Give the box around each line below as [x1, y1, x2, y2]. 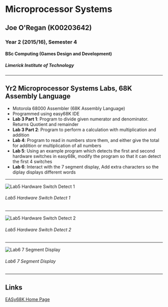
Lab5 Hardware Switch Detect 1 [5, 195, 71, 201]
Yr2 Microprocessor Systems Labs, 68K [5, 84, 132, 93]
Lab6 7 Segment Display [5, 258, 56, 264]
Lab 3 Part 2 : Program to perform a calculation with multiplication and [12, 126, 156, 132]
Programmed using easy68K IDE [12, 110, 80, 116]
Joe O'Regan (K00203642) [5, 23, 92, 32]
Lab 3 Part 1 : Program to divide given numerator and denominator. [12, 116, 148, 122]
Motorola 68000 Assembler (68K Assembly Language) [12, 105, 125, 111]
